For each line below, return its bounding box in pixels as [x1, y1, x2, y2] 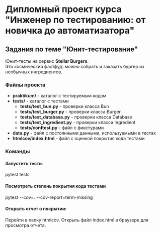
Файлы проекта [5, 81, 46, 88]
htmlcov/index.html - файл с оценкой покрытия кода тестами [12, 136, 145, 142]
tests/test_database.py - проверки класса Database [20, 114, 132, 120]
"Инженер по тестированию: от [5, 14, 146, 26]
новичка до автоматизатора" [5, 25, 135, 36]
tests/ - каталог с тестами [12, 98, 69, 104]
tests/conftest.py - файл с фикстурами [20, 125, 104, 131]
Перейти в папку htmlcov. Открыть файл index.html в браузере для [5, 217, 148, 223]
